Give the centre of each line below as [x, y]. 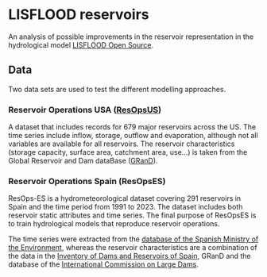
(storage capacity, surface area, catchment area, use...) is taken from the [128, 152]
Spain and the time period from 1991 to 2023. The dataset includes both [126, 207]
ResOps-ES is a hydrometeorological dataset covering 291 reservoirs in [125, 198]
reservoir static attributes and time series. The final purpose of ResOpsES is [132, 215]
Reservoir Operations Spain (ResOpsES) [87, 181]
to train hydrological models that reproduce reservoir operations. [114, 224]
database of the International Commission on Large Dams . [103, 264]
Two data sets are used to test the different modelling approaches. [117, 89]
